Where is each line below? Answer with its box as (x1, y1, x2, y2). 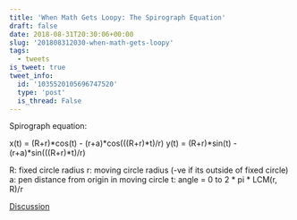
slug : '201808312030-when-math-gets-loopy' (9, 38, 174, 47)
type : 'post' (17, 88, 66, 97)
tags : (9, 47, 30, 55)
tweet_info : (9, 72, 54, 80)
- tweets (17, 55, 50, 63)
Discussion (9, 201, 50, 212)
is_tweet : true (9, 63, 66, 72)
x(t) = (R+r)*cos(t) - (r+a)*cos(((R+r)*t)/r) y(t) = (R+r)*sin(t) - (9, 138, 237, 148)
